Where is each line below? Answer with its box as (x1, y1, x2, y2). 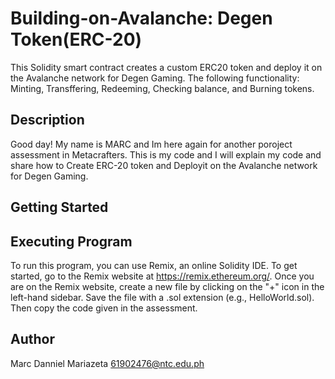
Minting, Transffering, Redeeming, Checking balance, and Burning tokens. (10, 82, 315, 94)
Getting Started (10, 199, 109, 216)
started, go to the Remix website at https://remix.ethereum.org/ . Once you (10, 270, 315, 282)
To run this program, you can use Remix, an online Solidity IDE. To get (10, 259, 298, 271)
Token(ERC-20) (10, 28, 143, 51)
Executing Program (10, 233, 133, 250)
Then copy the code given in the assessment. (10, 302, 198, 314)
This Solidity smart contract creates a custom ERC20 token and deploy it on (10, 61, 323, 73)
